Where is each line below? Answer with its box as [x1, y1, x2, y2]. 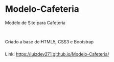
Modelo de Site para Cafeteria [5, 20, 66, 26]
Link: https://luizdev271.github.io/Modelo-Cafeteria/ [5, 51, 109, 57]
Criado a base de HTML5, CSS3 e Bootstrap [5, 38, 94, 45]
